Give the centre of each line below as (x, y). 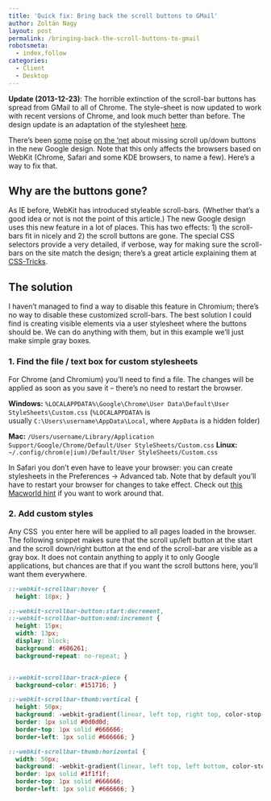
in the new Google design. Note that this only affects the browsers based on (135, 148)
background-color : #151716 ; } (66, 685)
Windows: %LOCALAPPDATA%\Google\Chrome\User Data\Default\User (119, 403)
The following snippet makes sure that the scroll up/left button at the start (130, 540)
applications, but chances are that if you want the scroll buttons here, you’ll (133, 566)
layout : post (30, 31)
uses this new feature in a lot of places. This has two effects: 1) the (119, 227)
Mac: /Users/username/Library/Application (81, 436)
